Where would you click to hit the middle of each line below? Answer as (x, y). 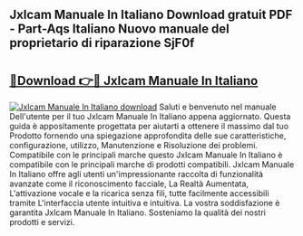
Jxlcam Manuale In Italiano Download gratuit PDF (151, 15)
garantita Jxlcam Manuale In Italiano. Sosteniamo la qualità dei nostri (137, 212)
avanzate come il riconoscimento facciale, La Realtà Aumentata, (129, 184)
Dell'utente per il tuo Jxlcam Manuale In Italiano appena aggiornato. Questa (150, 116)
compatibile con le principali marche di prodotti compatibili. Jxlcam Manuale (152, 165)
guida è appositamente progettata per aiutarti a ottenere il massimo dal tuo (149, 126)
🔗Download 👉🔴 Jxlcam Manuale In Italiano (134, 80)
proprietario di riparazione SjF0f (102, 43)
